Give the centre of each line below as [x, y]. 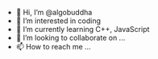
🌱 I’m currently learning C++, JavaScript [83, 29]
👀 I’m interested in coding [58, 21]
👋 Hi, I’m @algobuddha [54, 12]
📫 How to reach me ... [53, 47]
